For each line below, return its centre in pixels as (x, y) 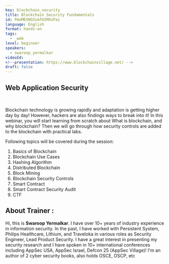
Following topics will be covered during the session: (60, 141)
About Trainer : (30, 211)
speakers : (16, 48)
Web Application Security (47, 88)
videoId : (15, 57)
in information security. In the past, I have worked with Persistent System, (82, 228)
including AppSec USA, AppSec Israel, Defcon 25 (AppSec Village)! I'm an (83, 250)
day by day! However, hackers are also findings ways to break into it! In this (84, 115)
